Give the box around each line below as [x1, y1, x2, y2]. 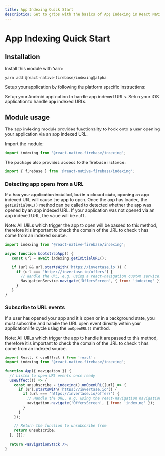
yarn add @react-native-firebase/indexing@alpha [5, 75, 107, 80]
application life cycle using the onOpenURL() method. [5, 326, 110, 331]
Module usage [5, 113, 50, 121]
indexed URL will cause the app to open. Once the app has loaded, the [5, 197, 148, 203]
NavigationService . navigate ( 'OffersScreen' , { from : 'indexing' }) [20, 279, 162, 284]
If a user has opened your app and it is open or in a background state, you [5, 315, 155, 321]
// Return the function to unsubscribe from [14, 423, 107, 428]
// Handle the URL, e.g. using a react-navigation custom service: [20, 274, 162, 279]
